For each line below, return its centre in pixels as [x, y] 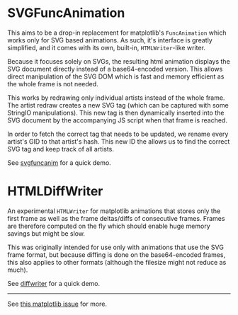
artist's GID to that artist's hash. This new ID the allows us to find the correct [119, 141]
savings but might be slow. [46, 233]
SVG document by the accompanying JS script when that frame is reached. [118, 120]
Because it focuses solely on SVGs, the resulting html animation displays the [119, 61]
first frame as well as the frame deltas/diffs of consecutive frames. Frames [116, 218]
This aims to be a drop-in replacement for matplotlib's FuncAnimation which [117, 33]
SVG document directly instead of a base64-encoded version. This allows [115, 69]
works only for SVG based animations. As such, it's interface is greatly [110, 40]
